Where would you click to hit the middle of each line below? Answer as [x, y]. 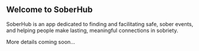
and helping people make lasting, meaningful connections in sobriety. [92, 30]
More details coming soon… [41, 42]
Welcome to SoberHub [50, 10]
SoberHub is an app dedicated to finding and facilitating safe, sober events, [100, 24]
